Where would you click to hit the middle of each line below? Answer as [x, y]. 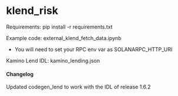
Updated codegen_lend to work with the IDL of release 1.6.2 [78, 87]
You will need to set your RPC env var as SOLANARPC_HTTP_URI [93, 49]
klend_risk [32, 11]
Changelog [20, 74]
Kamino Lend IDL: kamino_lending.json [53, 61]
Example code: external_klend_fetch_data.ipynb [64, 38]
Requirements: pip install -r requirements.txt [59, 27]
